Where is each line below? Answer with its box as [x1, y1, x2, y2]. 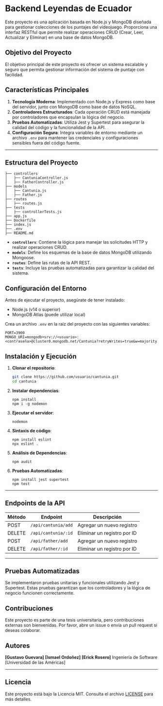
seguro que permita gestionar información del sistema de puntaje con [5, 66, 145, 72]
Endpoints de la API [5, 499, 65, 508]
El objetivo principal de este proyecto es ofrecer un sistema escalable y [5, 61, 148, 67]
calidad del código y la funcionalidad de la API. [12, 124, 106, 130]
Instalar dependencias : [12, 388, 60, 394]
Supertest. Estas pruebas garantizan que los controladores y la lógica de [5, 585, 150, 591]
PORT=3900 [5, 330, 25, 335]
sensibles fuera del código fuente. [12, 140, 81, 146]
